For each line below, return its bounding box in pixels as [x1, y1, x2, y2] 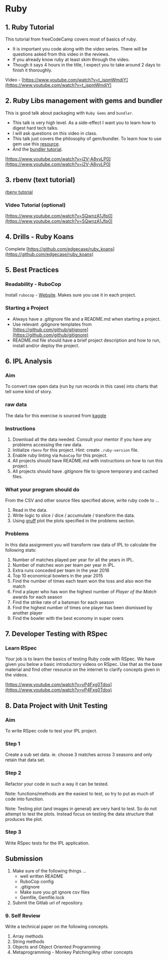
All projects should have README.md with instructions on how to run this [12, 458, 163, 463]
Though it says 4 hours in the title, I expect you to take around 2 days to [12, 62, 161, 68]
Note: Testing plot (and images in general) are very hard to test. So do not [5, 805, 157, 811]
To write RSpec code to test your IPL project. [5, 727, 97, 733]
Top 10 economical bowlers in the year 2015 [12, 572, 103, 578]
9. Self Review [5, 912, 40, 919]
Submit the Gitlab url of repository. [12, 899, 84, 905]
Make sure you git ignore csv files [19, 889, 90, 895]
